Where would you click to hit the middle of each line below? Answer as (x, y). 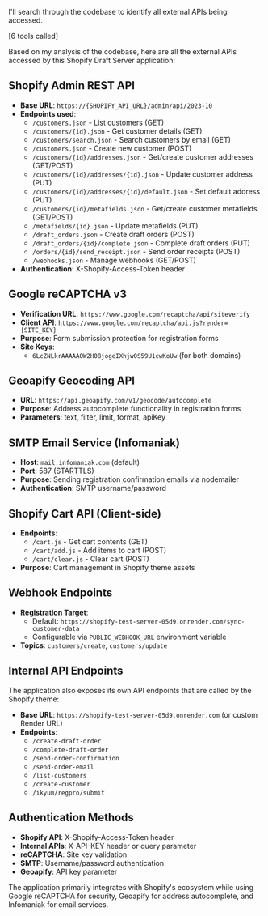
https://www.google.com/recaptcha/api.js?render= (143, 323)
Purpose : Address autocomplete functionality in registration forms (130, 409)
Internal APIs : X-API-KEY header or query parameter (108, 846)
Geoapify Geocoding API (72, 381)
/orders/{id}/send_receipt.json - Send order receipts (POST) (136, 251)
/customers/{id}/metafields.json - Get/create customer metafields (144, 208)
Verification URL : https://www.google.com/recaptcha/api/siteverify (135, 313)
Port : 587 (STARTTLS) (57, 471)
